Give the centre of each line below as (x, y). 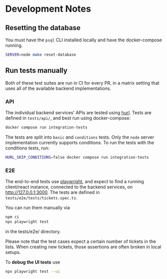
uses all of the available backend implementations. (58, 88)
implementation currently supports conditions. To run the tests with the (80, 142)
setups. (13, 252)
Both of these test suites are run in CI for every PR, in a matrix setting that (82, 83)
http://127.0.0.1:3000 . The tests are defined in (53, 192)
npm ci (12, 217)
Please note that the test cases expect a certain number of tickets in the (81, 241)
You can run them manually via (38, 208)
